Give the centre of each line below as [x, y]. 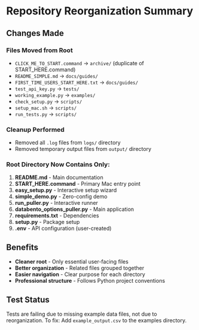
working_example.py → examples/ [55, 95]
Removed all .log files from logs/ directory [68, 143]
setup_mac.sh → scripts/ [46, 108]
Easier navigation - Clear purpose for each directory [80, 274]
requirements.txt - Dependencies [57, 216]
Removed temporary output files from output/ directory [83, 149]
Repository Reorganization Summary [100, 11]
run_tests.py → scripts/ [46, 114]
